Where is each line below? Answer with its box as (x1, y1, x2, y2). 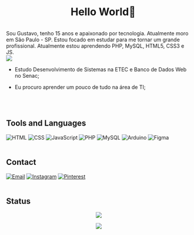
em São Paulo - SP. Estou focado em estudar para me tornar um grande (6, 36, 180, 43)
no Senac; (14, 72, 39, 79)
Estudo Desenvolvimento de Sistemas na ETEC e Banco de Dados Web (14, 65, 187, 73)
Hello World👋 (70, 5, 136, 19)
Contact (6, 157, 36, 167)
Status (6, 196, 31, 206)
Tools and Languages (6, 118, 86, 128)
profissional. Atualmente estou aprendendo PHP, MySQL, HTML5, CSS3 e (6, 42, 185, 49)
